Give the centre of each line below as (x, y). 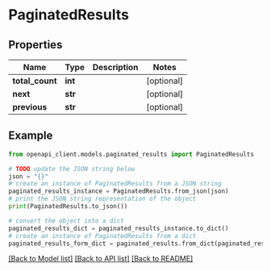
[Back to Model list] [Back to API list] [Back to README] (101, 259)
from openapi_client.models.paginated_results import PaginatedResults (131, 154)
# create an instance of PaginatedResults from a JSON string (115, 184)
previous (30, 107)
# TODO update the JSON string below (72, 169)
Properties (35, 45)
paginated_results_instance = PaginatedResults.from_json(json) (119, 191)
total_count (35, 81)
